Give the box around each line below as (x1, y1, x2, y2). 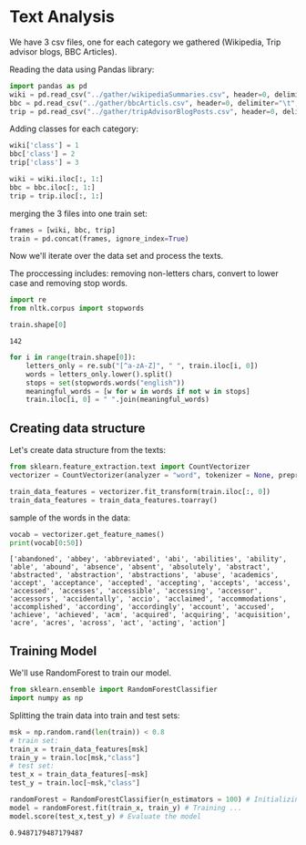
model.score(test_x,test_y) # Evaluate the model (9, 811, 202, 821)
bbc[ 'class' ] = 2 (9, 149, 76, 159)
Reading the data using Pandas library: (9, 64, 155, 75)
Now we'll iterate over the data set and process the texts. (9, 251, 224, 262)
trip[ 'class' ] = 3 (9, 158, 79, 168)
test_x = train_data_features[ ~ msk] (9, 770, 148, 779)
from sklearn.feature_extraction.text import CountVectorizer (9, 462, 250, 471)
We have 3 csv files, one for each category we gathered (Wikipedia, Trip (9, 36, 281, 47)
